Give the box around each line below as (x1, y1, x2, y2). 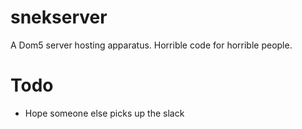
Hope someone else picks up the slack (24, 107, 185, 119)
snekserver (10, 6, 108, 29)
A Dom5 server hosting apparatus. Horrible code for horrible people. (10, 39, 293, 51)
